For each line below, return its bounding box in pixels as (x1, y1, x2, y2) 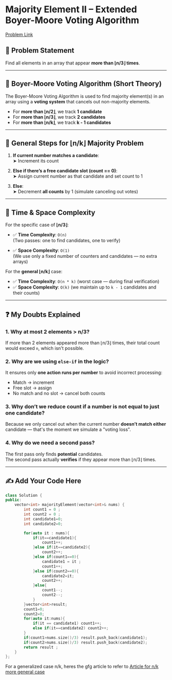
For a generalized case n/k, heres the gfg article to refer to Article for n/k (5, 664, 159, 670)
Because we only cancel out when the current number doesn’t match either (5, 421, 166, 427)
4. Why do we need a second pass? (5, 439, 95, 446)
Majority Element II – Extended (5, 4, 137, 15)
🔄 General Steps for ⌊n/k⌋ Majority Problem (5, 139, 144, 147)
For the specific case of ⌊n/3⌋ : (5, 222, 69, 228)
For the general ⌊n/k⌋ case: (5, 269, 62, 275)
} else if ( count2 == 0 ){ (32, 568, 79, 574)
